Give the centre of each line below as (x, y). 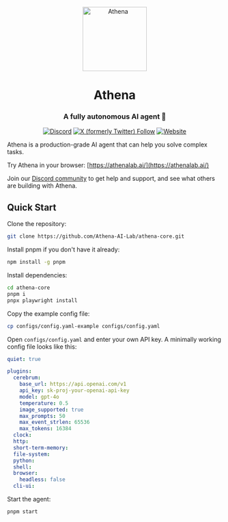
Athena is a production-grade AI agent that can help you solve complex (108, 145)
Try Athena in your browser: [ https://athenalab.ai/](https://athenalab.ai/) (108, 165)
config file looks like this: (42, 347)
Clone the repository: (37, 224)
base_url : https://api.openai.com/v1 (73, 384)
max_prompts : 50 (43, 416)
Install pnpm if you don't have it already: (63, 249)
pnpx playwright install (42, 300)
